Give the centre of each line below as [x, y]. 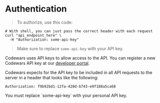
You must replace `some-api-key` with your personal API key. [66, 95]
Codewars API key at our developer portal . [47, 63]
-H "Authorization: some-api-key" [44, 40]
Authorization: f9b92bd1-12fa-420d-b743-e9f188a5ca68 [61, 86]
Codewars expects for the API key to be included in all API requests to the [79, 72]
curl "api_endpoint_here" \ [33, 35]
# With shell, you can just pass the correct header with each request [79, 31]
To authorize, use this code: [45, 22]
